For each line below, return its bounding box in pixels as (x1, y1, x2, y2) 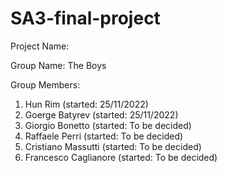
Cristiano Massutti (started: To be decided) (24, 140, 202, 152)
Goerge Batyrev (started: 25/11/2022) (24, 108, 179, 121)
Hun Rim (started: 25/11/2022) (24, 98, 149, 110)
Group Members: (10, 78, 81, 91)
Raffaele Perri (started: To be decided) (24, 130, 184, 142)
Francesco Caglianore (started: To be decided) (24, 151, 218, 163)
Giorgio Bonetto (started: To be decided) (24, 119, 192, 131)
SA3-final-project (10, 7, 161, 30)
